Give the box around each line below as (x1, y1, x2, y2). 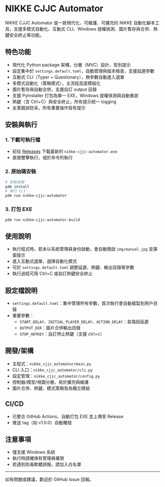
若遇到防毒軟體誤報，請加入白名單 (12, 461, 82, 467)
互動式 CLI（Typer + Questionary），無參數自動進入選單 (12, 74, 125, 80)
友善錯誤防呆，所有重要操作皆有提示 (12, 105, 86, 110)
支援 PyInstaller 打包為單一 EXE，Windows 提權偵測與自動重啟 (12, 92, 138, 98)
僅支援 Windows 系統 (12, 449, 55, 455)
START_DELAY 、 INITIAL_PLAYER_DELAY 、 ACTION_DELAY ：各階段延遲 (19, 319, 149, 325)
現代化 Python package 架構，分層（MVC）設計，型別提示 (12, 62, 131, 68)
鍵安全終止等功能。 (5, 32, 44, 38)
